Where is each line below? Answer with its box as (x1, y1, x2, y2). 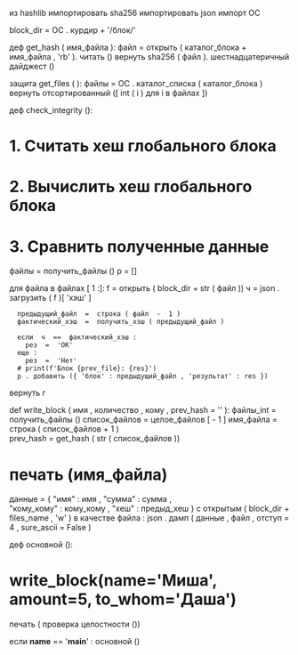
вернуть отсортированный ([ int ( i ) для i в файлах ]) (9, 88, 208, 98)
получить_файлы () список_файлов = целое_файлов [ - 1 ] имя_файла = (9, 414, 278, 425)
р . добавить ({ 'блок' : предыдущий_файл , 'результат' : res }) (17, 372, 269, 381)
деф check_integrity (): (9, 105, 93, 115)
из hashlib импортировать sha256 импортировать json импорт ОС (9, 8, 261, 18)
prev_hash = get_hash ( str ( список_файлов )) (9, 433, 181, 444)
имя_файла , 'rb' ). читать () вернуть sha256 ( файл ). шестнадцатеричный (9, 52, 290, 61)
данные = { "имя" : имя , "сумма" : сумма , (9, 494, 172, 505)
